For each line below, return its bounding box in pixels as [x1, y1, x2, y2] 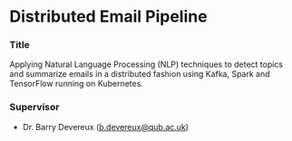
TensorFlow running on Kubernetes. [9, 79, 143, 89]
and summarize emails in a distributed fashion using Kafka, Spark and [9, 69, 270, 80]
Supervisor [9, 101, 60, 114]
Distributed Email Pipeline [9, 6, 208, 27]
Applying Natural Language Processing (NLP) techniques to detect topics [9, 59, 284, 70]
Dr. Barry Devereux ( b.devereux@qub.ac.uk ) [22, 121, 189, 132]
